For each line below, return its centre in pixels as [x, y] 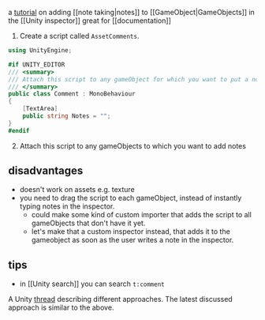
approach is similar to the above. [61, 307]
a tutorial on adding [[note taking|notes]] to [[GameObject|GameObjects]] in [131, 12]
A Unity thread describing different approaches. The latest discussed [120, 299]
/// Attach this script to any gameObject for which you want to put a [128, 79]
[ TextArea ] [40, 109]
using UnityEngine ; [40, 51]
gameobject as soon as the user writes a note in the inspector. [132, 240]
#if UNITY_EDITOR [37, 64]
